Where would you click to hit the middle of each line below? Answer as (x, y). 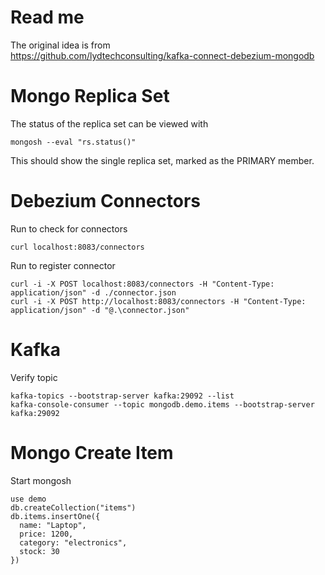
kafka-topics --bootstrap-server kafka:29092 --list (122, 396)
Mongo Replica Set (90, 96)
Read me (47, 17)
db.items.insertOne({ (55, 516)
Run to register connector (63, 265)
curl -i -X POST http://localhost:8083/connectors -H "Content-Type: (158, 301)
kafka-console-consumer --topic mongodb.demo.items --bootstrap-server (162, 404)
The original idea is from (60, 45)
